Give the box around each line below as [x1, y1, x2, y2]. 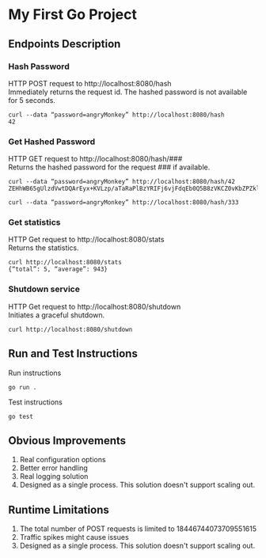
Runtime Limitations [8, 503, 109, 516]
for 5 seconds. [8, 95, 55, 104]
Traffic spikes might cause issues [19, 533, 129, 542]
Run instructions [8, 368, 62, 378]
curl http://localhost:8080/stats [8, 259, 123, 267]
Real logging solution [19, 472, 89, 481]
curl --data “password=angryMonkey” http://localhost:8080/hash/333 [8, 199, 239, 207]
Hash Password [8, 61, 70, 72]
